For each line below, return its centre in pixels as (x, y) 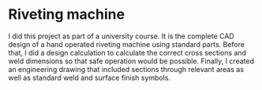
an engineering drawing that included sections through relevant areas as (126, 69)
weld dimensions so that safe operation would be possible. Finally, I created (131, 61)
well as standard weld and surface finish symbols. (90, 77)
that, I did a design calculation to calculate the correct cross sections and (127, 52)
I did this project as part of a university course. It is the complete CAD (121, 36)
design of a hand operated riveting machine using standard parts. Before (126, 44)
